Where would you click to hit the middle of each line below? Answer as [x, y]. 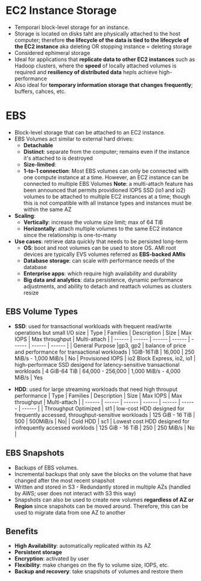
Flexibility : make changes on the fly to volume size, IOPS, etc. [92, 565]
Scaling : [25, 215]
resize [31, 293]
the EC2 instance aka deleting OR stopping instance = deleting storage [103, 46]
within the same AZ [47, 209]
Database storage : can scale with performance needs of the [99, 261]
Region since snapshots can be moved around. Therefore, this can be [101, 506]
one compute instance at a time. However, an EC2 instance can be [106, 177]
